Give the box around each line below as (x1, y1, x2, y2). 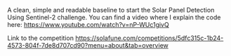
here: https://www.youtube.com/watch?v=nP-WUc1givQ (7, 21, 170, 28)
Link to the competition (7, 34, 74, 42)
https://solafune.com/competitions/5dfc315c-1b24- (74, 34, 224, 42)
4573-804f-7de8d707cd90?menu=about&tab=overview (7, 41, 169, 49)
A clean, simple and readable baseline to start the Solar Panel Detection (7, 6, 215, 14)
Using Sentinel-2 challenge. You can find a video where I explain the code (7, 13, 221, 21)
